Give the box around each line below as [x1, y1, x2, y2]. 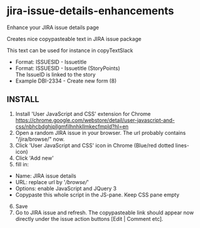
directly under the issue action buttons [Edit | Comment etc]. [15, 215, 164, 222]
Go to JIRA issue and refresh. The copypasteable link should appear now [15, 209, 194, 216]
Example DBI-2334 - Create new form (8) [15, 77, 117, 84]
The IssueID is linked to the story [15, 71, 96, 78]
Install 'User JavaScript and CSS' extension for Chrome [15, 110, 151, 117]
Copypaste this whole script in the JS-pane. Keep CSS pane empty [15, 191, 180, 198]
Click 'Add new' [15, 154, 54, 161]
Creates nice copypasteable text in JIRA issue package [7, 35, 142, 42]
